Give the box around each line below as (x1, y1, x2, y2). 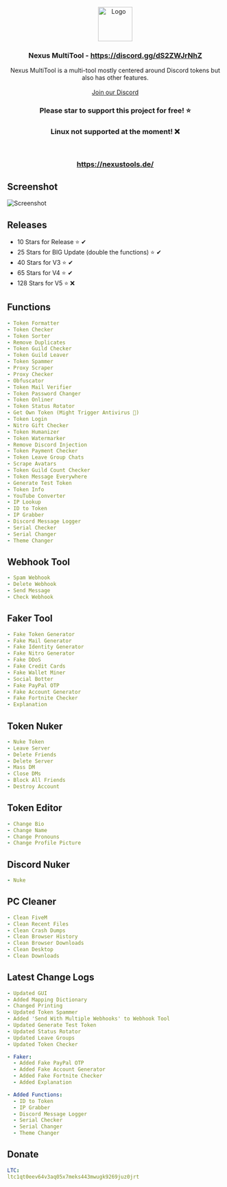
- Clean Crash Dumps (7, 927, 67, 934)
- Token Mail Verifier (7, 384, 72, 391)
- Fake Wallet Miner (7, 669, 67, 676)
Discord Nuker (7, 858, 70, 870)
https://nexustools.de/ (76, 160, 154, 169)
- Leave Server (7, 745, 51, 752)
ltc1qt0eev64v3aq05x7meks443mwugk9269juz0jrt (7, 1173, 139, 1180)
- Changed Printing (7, 1003, 63, 1010)
